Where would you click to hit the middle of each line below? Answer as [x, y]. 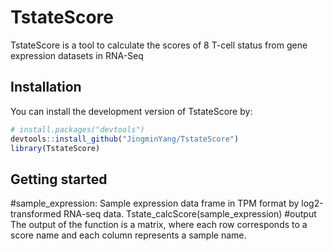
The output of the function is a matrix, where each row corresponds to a [159, 225]
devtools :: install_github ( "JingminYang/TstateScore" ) [125, 139]
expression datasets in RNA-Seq [77, 55]
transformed [36, 214]
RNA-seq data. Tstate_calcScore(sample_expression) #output [190, 214]
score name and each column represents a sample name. [128, 235]
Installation [46, 87]
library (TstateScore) [55, 148]
